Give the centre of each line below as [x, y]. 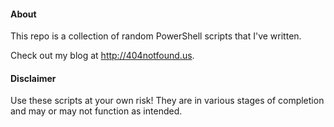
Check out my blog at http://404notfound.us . [102, 56]
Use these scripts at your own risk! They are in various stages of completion [167, 101]
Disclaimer [33, 78]
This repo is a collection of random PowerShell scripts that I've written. [156, 36]
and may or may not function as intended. [96, 111]
